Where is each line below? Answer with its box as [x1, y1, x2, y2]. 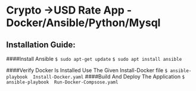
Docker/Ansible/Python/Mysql [6, 16, 161, 30]
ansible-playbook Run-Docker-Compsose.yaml [6, 79, 119, 85]
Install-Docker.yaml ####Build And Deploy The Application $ [32, 73, 185, 80]
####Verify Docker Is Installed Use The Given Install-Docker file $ [6, 67, 168, 74]
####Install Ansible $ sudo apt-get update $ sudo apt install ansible [6, 56, 182, 62]
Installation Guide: [6, 40, 76, 50]
